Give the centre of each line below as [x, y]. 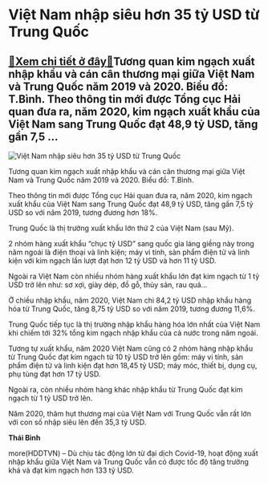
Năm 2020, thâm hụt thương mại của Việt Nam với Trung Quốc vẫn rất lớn [130, 414]
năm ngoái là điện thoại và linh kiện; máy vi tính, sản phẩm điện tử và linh [129, 252]
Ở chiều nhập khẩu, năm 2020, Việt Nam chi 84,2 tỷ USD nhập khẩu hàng [130, 300]
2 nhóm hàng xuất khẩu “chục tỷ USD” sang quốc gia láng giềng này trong [131, 244]
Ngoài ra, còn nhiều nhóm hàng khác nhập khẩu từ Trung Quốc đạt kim [126, 390]
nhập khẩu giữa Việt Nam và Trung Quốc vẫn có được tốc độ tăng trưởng [128, 462]
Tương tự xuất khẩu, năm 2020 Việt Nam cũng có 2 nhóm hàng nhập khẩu [131, 348]
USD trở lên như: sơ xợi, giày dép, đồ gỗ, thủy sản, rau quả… [108, 285]
